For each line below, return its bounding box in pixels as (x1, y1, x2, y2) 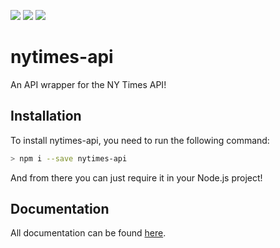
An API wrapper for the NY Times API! (10, 78, 167, 90)
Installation (10, 108, 82, 125)
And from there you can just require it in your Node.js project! (10, 171, 263, 184)
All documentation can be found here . (10, 227, 167, 239)
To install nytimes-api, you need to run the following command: (10, 134, 270, 146)
